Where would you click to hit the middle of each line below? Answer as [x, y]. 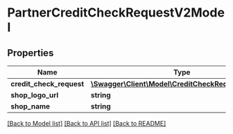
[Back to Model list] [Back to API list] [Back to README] [87, 123]
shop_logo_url [35, 95]
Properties [31, 53]
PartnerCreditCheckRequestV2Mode [116, 13]
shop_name [31, 106]
